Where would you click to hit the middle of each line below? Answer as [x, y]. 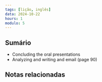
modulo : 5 [15, 23]
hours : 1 [14, 18]
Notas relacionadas [35, 75]
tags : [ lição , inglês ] [28, 9]
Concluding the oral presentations [46, 54]
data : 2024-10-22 [23, 14]
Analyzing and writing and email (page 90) [55, 60]
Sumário [18, 42]
